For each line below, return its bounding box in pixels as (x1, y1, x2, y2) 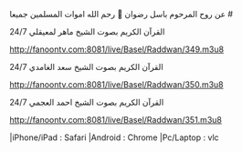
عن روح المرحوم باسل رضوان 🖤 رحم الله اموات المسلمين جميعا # (9, 9, 234, 19)
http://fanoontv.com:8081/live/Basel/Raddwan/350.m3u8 (9, 79, 224, 90)
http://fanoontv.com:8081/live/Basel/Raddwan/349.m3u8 (9, 44, 225, 55)
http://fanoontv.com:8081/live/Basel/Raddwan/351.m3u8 (9, 115, 222, 125)
